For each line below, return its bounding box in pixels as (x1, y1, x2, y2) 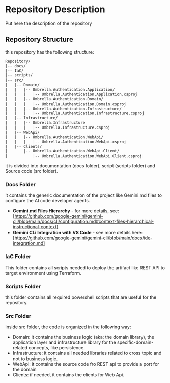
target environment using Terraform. (5, 270, 81, 276)
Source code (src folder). (5, 168, 59, 174)
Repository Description (5, 4, 105, 15)
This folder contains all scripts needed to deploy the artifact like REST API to (5, 264, 165, 271)
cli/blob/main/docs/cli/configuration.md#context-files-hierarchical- (12, 218, 154, 225)
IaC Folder (5, 253, 32, 260)
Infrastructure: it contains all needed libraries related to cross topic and (12, 350, 162, 356)
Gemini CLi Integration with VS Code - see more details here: (12, 229, 143, 236)
